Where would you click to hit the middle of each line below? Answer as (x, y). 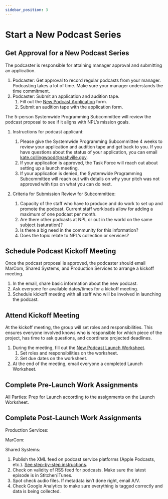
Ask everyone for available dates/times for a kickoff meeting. (75, 289)
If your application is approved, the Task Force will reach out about (89, 162)
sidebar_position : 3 (27, 10)
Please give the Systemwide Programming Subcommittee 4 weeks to (91, 141)
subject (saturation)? (41, 225)
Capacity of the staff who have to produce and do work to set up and (91, 203)
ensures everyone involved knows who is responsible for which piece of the (84, 333)
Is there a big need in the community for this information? (79, 230)
